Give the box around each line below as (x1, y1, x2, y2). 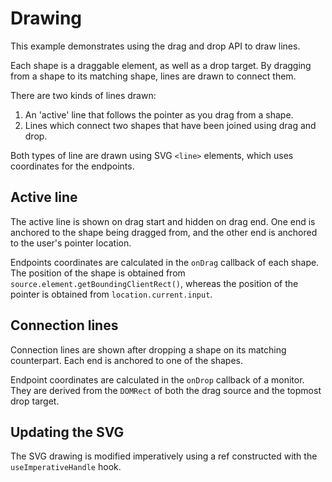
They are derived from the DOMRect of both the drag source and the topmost (10, 384, 322, 396)
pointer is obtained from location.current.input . (10, 288, 213, 300)
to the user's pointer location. (10, 237, 132, 249)
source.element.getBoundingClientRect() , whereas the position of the (10, 277, 299, 289)
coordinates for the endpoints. (10, 160, 135, 172)
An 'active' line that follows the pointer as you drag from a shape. (24, 108, 294, 121)
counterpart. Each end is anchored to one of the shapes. (10, 354, 244, 366)
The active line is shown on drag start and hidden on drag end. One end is (10, 215, 316, 227)
